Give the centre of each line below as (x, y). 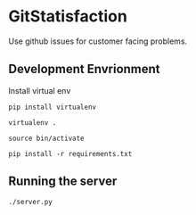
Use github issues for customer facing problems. (98, 41)
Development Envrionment (85, 69)
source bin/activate (47, 138)
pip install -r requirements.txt (70, 153)
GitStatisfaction (68, 17)
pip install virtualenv (53, 107)
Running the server (63, 182)
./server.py (30, 202)
